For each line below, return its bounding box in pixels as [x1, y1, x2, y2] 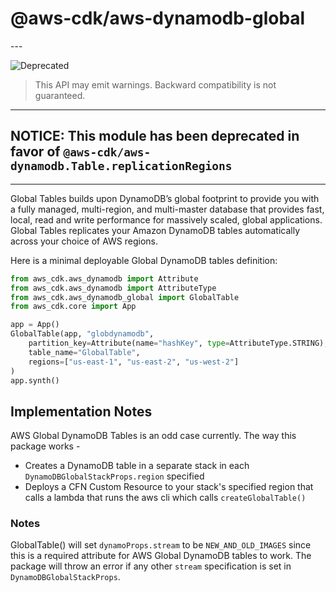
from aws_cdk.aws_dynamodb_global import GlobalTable [10, 292, 240, 302]
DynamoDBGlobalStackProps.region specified [24, 470, 205, 482]
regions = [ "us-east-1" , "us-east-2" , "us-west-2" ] [28, 357, 240, 367]
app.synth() [10, 375, 60, 386]
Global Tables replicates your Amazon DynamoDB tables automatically [10, 224, 301, 236]
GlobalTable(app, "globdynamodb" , [10, 329, 155, 339]
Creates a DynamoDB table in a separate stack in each [24, 460, 250, 472]
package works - [10, 440, 81, 452]
